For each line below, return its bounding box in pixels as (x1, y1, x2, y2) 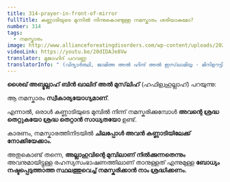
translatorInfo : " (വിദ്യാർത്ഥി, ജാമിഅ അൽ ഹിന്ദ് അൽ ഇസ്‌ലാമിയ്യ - (7, 61, 199, 68)
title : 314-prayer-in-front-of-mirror (7, 10, 118, 17)
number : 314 (7, 23, 41, 30)
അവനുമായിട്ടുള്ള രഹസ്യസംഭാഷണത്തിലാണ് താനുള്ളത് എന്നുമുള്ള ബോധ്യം (7, 158, 220, 166)
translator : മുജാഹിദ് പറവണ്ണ (7, 55, 87, 62)
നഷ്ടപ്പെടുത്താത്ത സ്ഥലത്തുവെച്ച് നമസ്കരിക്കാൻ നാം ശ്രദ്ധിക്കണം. (7, 166, 187, 174)
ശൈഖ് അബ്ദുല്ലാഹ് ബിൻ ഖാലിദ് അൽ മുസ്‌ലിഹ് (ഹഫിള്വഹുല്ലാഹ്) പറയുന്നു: (7, 80, 217, 88)
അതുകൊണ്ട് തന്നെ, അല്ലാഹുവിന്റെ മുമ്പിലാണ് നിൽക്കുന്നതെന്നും (7, 150, 186, 159)
